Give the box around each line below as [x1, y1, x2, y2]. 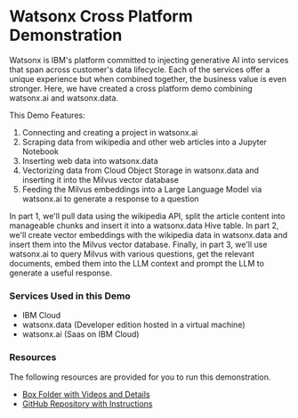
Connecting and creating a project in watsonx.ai [21, 127, 198, 137]
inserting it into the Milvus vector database [21, 174, 180, 184]
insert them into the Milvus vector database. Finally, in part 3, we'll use [9, 239, 268, 250]
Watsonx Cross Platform [9, 6, 193, 27]
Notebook [21, 145, 60, 157]
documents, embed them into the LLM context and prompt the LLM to [9, 258, 265, 268]
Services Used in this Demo [9, 290, 131, 302]
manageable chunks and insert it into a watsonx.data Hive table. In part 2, [9, 220, 279, 231]
